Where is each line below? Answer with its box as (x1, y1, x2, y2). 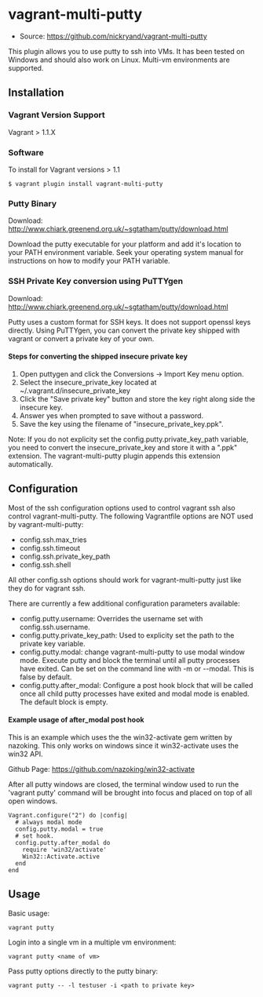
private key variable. (19, 639, 86, 648)
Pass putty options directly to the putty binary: (8, 966, 159, 976)
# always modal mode (15, 818, 82, 826)
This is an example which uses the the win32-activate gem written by (8, 732, 233, 742)
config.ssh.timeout (19, 543, 81, 552)
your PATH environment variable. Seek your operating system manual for (8, 248, 244, 257)
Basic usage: (8, 908, 50, 918)
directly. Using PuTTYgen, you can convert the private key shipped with (8, 326, 240, 335)
